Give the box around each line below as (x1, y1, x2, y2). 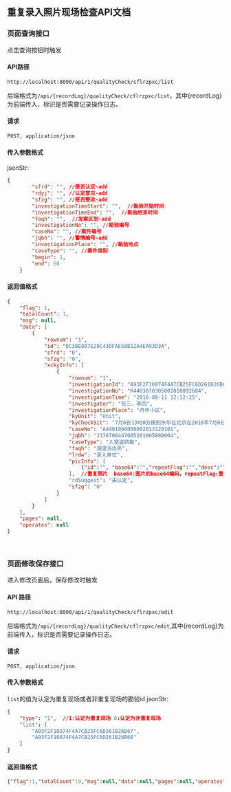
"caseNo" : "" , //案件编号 (32, 228, 102, 235)
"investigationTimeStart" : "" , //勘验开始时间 (32, 202, 164, 210)
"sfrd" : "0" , (43, 349, 81, 356)
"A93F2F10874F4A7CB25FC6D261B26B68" (32, 734, 137, 741)
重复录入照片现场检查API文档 (7, 6, 131, 19)
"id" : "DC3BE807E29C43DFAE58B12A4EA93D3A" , (43, 342, 170, 349)
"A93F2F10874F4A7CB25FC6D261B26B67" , (32, 727, 140, 734)
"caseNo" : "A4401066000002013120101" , (68, 426, 180, 433)
